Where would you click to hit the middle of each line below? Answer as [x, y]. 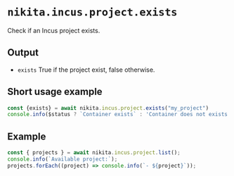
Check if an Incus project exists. [54, 30]
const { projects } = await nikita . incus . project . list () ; [94, 153]
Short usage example [55, 92]
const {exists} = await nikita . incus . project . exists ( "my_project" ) [108, 108]
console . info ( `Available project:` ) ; [63, 159]
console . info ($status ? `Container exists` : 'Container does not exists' [119, 115]
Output [23, 52]
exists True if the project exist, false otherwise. [86, 70]
